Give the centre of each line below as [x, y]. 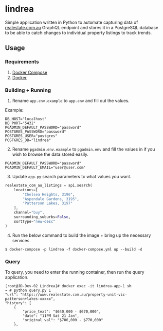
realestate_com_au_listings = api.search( [49, 185]
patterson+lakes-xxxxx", [30, 299]
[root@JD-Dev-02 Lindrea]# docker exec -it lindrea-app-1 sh [68, 286]
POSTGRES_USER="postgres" [31, 136]
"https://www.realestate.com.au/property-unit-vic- [74, 295]
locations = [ [26, 190]
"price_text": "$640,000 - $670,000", [62, 312]
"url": [12, 295]
